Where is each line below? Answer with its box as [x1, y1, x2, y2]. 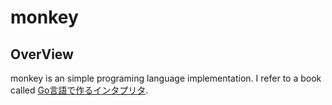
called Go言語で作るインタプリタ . [10, 84, 149, 96]
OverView [10, 46, 74, 63]
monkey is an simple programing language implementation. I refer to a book [10, 72, 322, 84]
